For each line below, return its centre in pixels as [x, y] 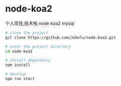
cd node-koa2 [19, 51]
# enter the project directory [38, 47]
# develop [16, 74]
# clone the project [27, 33]
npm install [18, 65]
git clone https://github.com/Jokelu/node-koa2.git [60, 37]
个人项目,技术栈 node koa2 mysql [40, 23]
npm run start [20, 79]
